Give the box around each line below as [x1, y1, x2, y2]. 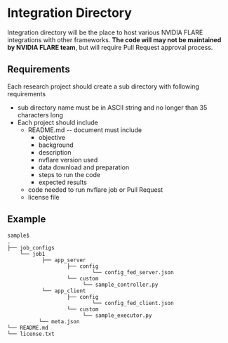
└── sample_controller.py [82, 281, 159, 288]
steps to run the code [38, 170, 100, 179]
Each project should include [17, 118, 98, 127]
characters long [17, 110, 63, 119]
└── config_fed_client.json [92, 299, 174, 306]
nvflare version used [38, 155, 98, 164]
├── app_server [41, 257, 86, 264]
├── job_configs [7, 244, 55, 251]
